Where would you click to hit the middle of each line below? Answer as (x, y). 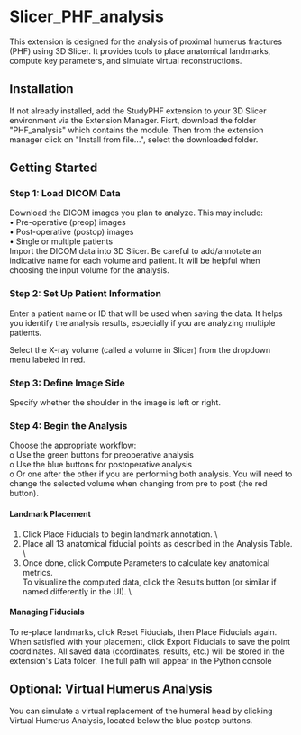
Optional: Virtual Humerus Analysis (111, 690)
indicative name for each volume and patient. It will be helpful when (135, 261)
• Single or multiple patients (61, 241)
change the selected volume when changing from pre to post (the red (138, 484)
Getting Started (54, 168)
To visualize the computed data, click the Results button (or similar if (149, 582)
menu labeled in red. (47, 359)
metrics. (38, 572)
